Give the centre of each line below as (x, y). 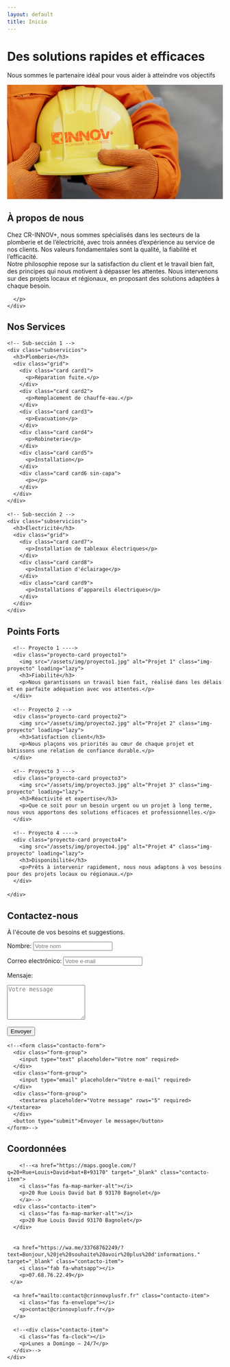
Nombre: (20, 946)
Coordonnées (37, 1149)
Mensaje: (20, 975)
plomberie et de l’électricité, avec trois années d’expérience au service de (111, 242)
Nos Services (36, 326)
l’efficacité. (23, 256)
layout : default (30, 14)
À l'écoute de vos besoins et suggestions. (66, 932)
